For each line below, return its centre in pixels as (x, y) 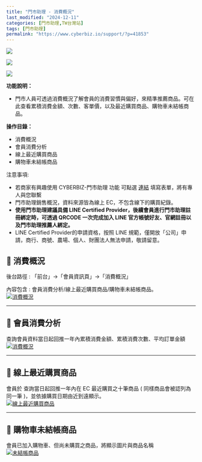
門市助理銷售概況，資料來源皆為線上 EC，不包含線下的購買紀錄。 (96, 203)
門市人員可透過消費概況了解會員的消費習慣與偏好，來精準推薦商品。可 (102, 99)
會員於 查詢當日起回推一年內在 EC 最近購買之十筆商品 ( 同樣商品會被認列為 (99, 388)
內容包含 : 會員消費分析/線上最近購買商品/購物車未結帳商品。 (81, 289)
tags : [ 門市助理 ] (26, 29)
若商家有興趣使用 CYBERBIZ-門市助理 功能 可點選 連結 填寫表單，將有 (101, 188)
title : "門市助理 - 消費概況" (41, 12)
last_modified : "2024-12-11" (43, 17)
